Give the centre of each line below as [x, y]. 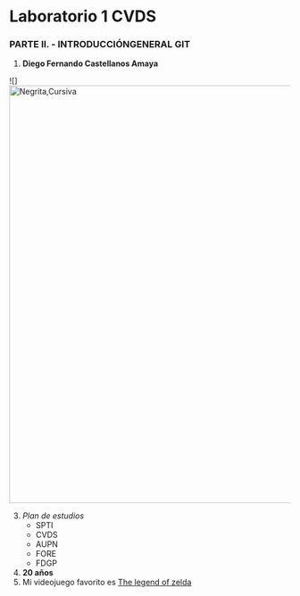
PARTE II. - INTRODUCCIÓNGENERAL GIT [100, 45]
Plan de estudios [53, 516]
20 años [37, 573]
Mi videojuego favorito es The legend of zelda [107, 583]
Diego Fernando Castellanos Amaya [90, 63]
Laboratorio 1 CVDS [83, 17]
